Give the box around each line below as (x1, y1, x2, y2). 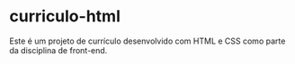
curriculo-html (9, 6, 121, 27)
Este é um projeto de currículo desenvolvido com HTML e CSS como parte (9, 36, 286, 46)
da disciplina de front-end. (9, 44, 108, 55)
